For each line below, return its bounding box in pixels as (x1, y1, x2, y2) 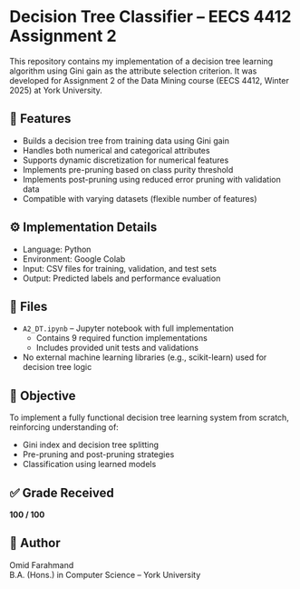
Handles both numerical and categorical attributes (22, 145, 210, 155)
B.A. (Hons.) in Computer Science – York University (9, 569, 201, 580)
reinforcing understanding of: (9, 422, 120, 433)
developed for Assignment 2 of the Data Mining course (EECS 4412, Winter (9, 75, 290, 85)
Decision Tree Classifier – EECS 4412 (9, 6, 292, 27)
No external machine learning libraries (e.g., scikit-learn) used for (22, 352, 267, 363)
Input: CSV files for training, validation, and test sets (22, 263, 218, 274)
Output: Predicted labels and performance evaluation (22, 273, 221, 284)
